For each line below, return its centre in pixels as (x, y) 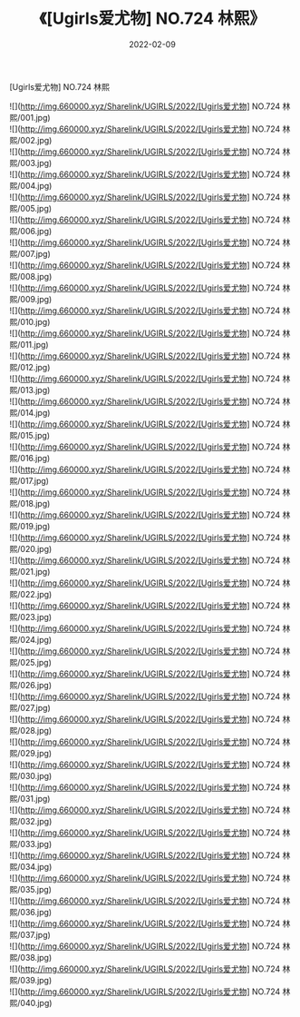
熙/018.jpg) (30, 503)
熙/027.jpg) (30, 707)
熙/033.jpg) (31, 844)
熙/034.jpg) (31, 866)
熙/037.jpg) (30, 934)
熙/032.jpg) (31, 821)
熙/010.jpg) (30, 321)
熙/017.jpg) (29, 480)
